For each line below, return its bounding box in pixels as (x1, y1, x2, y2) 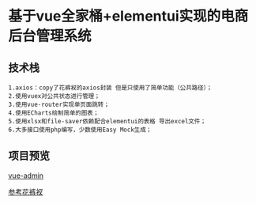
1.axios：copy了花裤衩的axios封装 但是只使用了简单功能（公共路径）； (8, 84, 213, 92)
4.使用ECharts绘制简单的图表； (8, 109, 100, 117)
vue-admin (8, 171, 44, 180)
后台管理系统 (8, 27, 92, 45)
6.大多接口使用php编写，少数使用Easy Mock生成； (8, 126, 152, 134)
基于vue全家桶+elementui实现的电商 (8, 7, 249, 25)
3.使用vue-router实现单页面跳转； (8, 100, 110, 108)
